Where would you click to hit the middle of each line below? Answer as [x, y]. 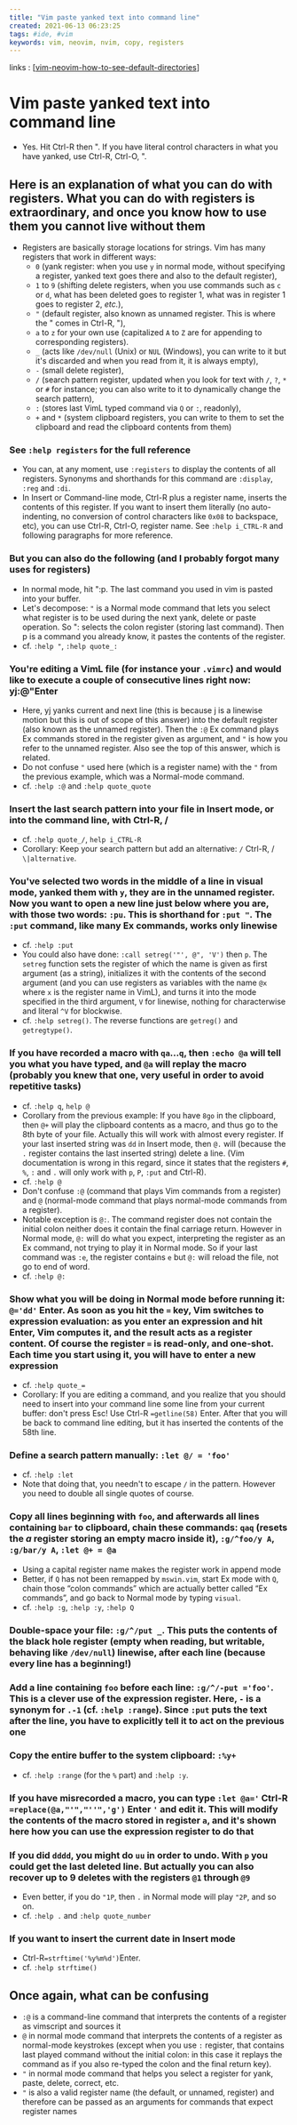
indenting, [40, 517]
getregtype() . [47, 1030]
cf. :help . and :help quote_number [86, 1916]
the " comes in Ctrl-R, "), [80, 323]
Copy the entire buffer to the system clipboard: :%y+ [123, 1755]
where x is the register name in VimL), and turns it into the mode [139, 992]
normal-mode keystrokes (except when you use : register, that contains [153, 2045]
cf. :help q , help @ [56, 1106]
